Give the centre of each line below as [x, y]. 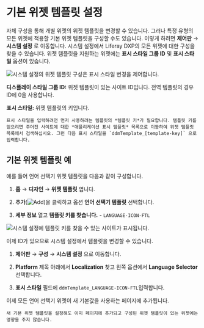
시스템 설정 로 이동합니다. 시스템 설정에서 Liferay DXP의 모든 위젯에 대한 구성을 [101, 46]
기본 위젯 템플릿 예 [39, 160]
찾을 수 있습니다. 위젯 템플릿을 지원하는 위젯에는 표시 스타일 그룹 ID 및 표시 [95, 53]
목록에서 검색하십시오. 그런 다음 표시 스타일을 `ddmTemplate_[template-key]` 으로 [102, 133]
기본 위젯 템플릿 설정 [54, 13]
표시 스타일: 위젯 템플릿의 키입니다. [48, 108]
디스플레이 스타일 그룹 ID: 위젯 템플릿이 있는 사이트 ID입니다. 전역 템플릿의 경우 [100, 87]
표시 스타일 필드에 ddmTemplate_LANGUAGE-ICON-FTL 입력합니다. [90, 287]
